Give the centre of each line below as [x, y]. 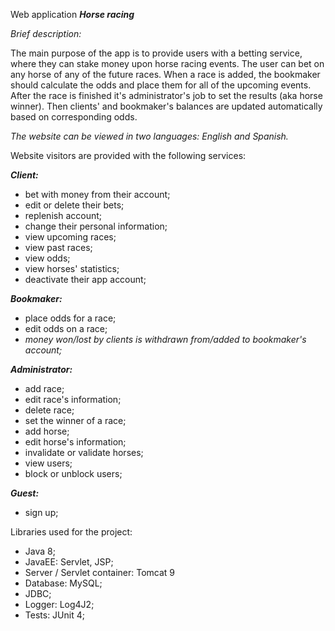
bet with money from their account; [97, 194]
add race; [44, 388]
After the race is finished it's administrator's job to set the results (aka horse [166, 95]
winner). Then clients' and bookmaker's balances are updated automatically [166, 106]
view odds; [47, 258]
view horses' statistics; [72, 268]
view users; [48, 463]
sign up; [41, 512]
